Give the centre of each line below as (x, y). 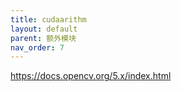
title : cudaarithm (48, 19)
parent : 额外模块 (43, 38)
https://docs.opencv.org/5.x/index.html (91, 76)
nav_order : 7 (37, 47)
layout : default (44, 29)
